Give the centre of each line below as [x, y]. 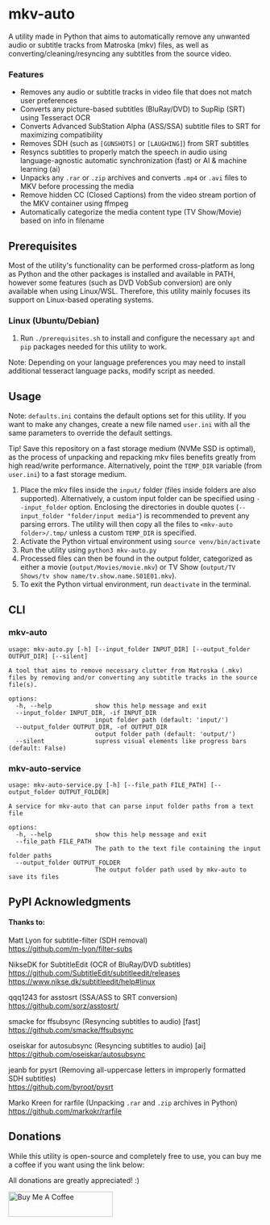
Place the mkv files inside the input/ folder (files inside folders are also [138, 490]
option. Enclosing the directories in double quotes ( [154, 507]
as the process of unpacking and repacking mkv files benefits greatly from [132, 458]
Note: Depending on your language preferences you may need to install [127, 362]
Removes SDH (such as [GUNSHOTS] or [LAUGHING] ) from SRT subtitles [135, 144]
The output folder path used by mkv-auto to [171, 870]
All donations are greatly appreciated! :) [74, 1180]
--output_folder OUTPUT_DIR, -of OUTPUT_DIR [91, 727]
